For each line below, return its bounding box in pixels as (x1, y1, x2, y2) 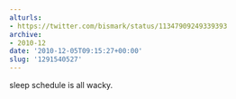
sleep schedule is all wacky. (9, 80, 113, 90)
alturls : (9, 13, 42, 22)
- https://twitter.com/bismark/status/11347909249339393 (9, 22, 228, 31)
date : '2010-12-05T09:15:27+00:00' (9, 47, 143, 56)
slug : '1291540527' (9, 55, 83, 64)
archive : (9, 30, 42, 39)
